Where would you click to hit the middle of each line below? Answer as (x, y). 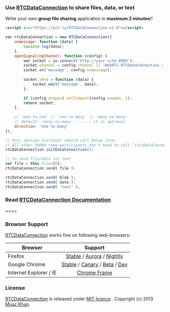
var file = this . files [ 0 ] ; (34, 164)
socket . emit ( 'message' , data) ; (65, 84)
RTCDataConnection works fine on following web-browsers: (68, 235)
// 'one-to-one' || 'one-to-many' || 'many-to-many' (71, 117)
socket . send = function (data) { (59, 80)
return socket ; (39, 103)
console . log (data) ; (44, 46)
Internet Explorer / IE (32, 273)
